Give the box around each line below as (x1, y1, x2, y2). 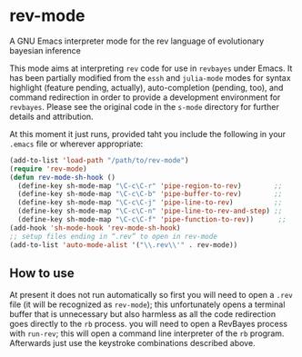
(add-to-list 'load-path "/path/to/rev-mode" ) (9, 155, 189, 164)
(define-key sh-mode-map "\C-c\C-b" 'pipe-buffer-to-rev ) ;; (17, 190, 283, 199)
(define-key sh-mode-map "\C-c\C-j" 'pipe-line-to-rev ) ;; (17, 198, 283, 207)
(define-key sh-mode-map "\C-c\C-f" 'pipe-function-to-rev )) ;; (17, 215, 287, 224)
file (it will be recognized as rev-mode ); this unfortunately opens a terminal (9, 299, 286, 310)
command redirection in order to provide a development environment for (9, 92, 281, 103)
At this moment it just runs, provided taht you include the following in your (9, 128, 287, 139)
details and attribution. (9, 111, 94, 122)
